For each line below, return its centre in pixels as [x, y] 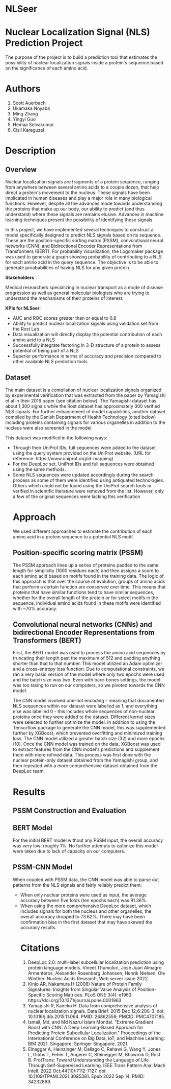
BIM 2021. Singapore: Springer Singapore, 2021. [78, 1044]
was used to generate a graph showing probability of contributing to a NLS [83, 257]
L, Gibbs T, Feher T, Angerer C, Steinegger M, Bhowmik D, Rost [94, 1054]
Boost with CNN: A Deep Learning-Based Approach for [85, 1027]
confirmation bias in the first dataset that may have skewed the [86, 922]
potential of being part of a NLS [46, 351]
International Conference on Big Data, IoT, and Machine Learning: [96, 1038]
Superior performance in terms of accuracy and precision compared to [87, 356]
